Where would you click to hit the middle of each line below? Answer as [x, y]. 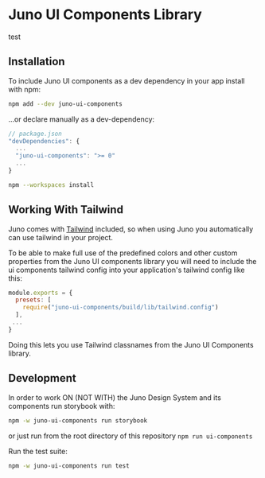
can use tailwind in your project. [61, 237]
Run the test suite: [38, 451]
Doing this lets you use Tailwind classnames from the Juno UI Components [131, 344]
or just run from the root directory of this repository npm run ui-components [131, 436]
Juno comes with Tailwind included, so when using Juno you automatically [131, 229]
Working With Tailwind [66, 210]
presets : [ [33, 300]
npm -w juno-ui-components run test [69, 466]
